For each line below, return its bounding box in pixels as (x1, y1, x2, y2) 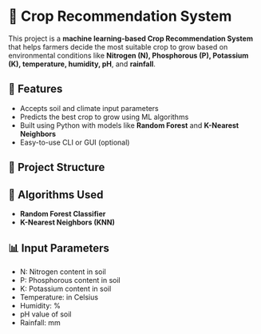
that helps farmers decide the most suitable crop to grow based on (8, 42, 228, 51)
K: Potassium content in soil (19, 284, 112, 293)
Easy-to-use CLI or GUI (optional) (19, 137, 130, 147)
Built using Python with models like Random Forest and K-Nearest (19, 120, 239, 130)
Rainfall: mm (19, 317, 61, 327)
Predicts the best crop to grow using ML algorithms (19, 112, 189, 121)
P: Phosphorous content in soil (19, 275, 121, 284)
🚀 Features (8, 82, 63, 96)
